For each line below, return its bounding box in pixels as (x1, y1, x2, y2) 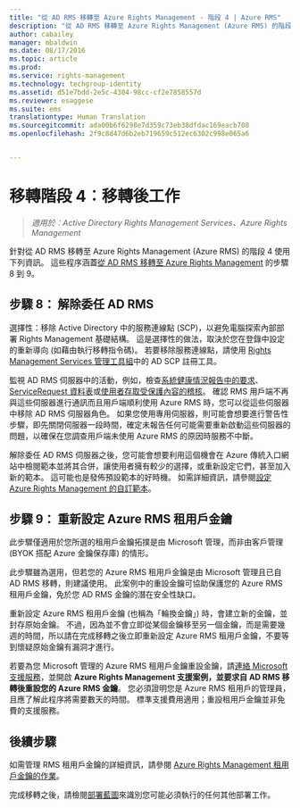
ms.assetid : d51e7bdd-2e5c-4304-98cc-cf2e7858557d (9, 87, 202, 96)
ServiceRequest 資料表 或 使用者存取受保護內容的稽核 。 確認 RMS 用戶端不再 (9, 386, 289, 396)
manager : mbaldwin (9, 37, 78, 47)
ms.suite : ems (9, 104, 62, 113)
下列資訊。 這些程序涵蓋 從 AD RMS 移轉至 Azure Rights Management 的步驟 (9, 256, 289, 268)
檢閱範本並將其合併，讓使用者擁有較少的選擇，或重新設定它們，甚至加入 (24, 461, 291, 471)
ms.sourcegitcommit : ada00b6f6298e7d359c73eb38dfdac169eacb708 (9, 121, 250, 130)
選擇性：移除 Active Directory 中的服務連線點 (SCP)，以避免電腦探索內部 (9, 322, 277, 333)
